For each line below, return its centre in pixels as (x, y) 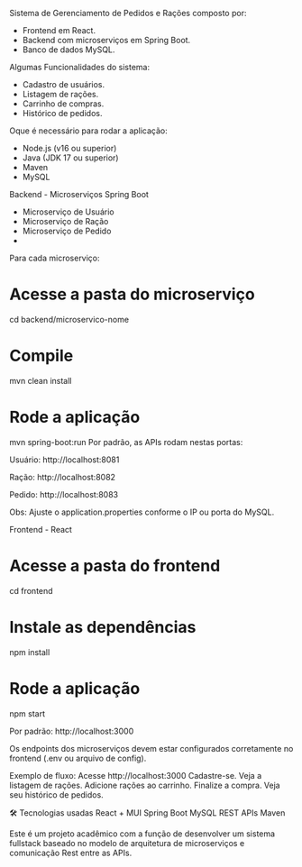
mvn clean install (41, 380)
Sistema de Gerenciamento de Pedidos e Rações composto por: (128, 13)
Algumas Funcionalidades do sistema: (80, 67)
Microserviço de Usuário (68, 212)
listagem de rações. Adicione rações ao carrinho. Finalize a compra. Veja (145, 785)
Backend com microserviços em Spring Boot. (106, 40)
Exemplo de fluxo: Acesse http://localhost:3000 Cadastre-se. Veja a (136, 775)
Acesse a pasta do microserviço (132, 294)
